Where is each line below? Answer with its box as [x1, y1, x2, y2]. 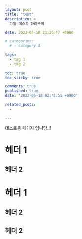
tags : [5, 52, 16, 57]
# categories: [5, 39, 34, 44]
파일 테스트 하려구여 [9, 21, 45, 26]
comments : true [5, 84, 36, 89]
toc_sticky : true [5, 75, 41, 80]
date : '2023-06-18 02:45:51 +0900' [5, 93, 78, 98]
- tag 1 [9, 57, 26, 62]
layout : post [5, 7, 32, 12]
